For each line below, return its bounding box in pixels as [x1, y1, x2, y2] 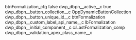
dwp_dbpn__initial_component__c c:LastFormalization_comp [5, 24, 125, 30]
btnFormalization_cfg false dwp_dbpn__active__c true [5, 4, 112, 9]
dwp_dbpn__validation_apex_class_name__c [5, 30, 93, 35]
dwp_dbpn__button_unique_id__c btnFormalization [5, 14, 105, 20]
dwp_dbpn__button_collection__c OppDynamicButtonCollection [5, 9, 131, 15]
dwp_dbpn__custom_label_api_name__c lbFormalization [5, 20, 116, 25]
